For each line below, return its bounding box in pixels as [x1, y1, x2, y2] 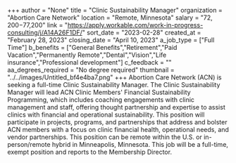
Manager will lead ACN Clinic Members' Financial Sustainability [7, 88, 192, 96]
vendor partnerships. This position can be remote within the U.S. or [7, 133, 203, 141]
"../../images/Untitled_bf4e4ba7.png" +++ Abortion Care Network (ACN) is [7, 73, 222, 81]
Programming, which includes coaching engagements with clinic [7, 96, 195, 104]
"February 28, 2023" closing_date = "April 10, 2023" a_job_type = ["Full [7, 36, 215, 44]
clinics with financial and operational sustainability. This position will [7, 110, 205, 119]
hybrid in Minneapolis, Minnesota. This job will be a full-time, [51, 141, 229, 148]
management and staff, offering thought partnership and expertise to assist [7, 103, 225, 111]
